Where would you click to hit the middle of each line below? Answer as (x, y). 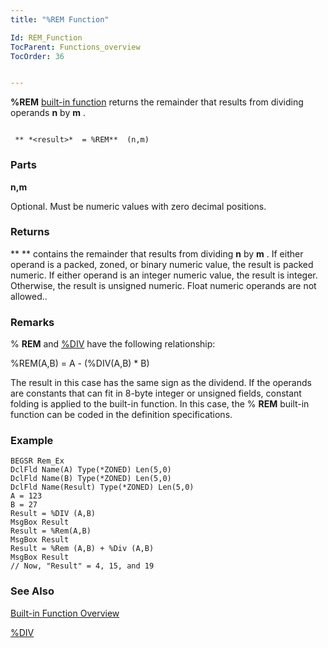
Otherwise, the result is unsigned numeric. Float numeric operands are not (163, 285)
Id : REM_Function (46, 37)
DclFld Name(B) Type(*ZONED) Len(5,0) (91, 479)
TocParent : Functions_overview (75, 47)
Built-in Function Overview (65, 613)
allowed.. (29, 296)
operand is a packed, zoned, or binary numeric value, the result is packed (162, 264)
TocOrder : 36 (37, 56)
